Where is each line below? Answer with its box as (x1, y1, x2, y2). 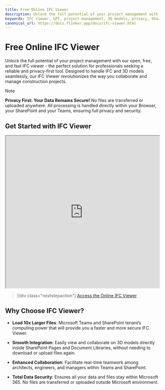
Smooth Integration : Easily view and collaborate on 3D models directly (12, 339, 155, 345)
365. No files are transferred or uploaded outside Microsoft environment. (12, 379, 159, 385)
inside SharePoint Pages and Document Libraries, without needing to (12, 345, 151, 351)
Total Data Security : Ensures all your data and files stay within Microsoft (12, 374, 159, 380)
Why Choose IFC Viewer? (5, 307, 84, 315)
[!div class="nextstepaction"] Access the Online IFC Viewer (17, 293, 137, 298)
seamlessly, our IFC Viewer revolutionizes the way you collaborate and (5, 74, 147, 79)
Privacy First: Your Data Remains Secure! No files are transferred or (5, 97, 144, 103)
